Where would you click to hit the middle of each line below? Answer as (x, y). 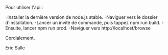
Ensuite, (14, 28)
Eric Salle (15, 48)
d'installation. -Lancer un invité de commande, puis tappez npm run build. (83, 23)
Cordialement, (20, 38)
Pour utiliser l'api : (24, 7)
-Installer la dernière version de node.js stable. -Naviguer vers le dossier (81, 17)
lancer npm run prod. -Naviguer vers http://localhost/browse (87, 28)
